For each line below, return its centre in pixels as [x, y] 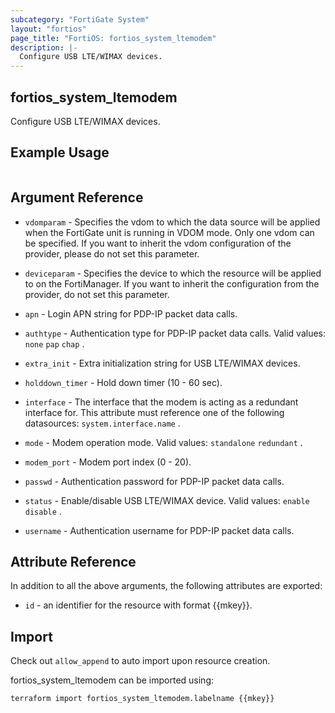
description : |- [44, 47]
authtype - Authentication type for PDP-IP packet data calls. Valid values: [175, 333]
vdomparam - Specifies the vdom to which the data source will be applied [172, 222]
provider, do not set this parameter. [97, 294]
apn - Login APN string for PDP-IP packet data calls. [131, 313]
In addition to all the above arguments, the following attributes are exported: [166, 586]
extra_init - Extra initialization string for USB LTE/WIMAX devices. [162, 363]
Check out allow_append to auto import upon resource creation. [140, 661]
